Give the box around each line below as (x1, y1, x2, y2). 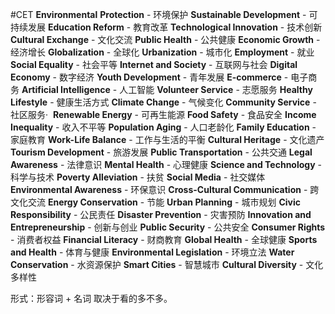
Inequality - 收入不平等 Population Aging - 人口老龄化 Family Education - (10, 121, 317, 133)
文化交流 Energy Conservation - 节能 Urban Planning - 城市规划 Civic (10, 196, 302, 208)
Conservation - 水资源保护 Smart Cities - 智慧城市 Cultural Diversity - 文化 (10, 259, 324, 270)
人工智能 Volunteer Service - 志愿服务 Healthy (119, 84, 313, 95)
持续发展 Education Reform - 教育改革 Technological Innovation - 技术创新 (10, 21, 323, 33)
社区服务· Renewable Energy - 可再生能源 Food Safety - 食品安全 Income (10, 109, 317, 120)
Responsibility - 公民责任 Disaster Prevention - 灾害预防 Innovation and (10, 209, 312, 220)
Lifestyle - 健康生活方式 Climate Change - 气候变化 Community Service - (10, 96, 317, 108)
